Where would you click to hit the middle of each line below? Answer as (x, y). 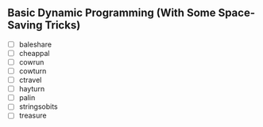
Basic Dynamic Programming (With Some (112, 13)
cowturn (33, 71)
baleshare (35, 44)
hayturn (32, 89)
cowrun (31, 62)
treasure (33, 116)
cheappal (34, 53)
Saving (25, 26)
